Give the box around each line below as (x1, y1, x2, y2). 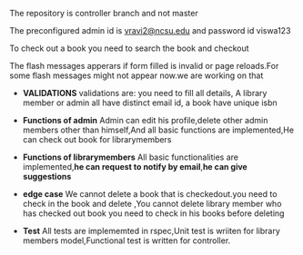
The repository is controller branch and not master (9, 8, 198, 18)
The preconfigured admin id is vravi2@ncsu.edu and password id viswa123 (9, 25, 291, 35)
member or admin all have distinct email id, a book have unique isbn (22, 97, 278, 108)
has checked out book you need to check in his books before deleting (22, 208, 285, 219)
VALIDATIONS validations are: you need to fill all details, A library (22, 88, 268, 98)
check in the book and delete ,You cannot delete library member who (22, 199, 282, 209)
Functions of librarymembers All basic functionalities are (22, 152, 239, 162)
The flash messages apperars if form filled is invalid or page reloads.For (9, 61, 279, 71)
